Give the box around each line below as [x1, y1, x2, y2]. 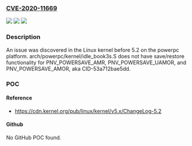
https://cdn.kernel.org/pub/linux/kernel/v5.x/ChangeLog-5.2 [14, 107, 162, 114]
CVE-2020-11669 [6, 4, 57, 12]
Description [6, 33, 41, 41]
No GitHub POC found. [6, 134, 61, 141]
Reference [6, 94, 32, 101]
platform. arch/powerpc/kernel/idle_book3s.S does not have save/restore [6, 52, 185, 59]
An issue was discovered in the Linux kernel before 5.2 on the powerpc [6, 46, 179, 54]
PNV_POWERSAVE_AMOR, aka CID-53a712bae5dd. [6, 65, 131, 72]
